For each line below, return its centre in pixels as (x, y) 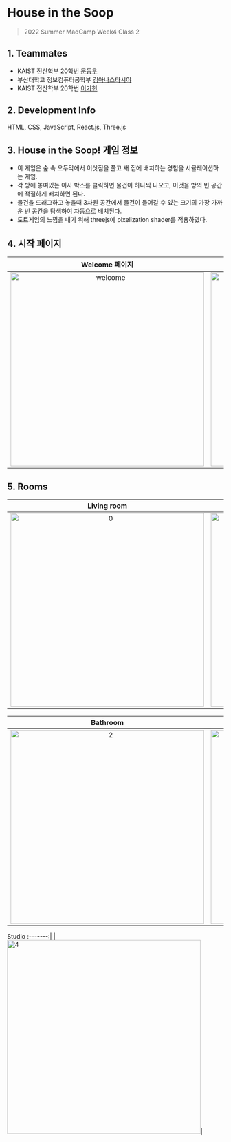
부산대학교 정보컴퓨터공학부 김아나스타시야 (74, 79)
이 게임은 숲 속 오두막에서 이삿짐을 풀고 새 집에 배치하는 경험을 (100, 168)
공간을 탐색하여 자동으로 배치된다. (77, 211)
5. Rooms (27, 486)
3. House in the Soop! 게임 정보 (73, 150)
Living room (107, 506)
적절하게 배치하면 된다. (55, 194)
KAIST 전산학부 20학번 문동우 (57, 71)
